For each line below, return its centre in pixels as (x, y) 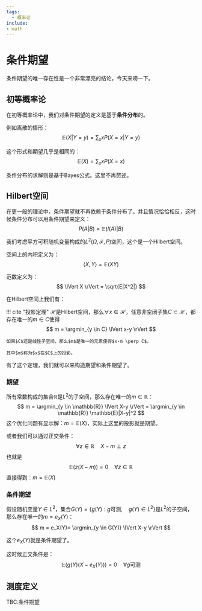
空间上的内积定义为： (32, 255)
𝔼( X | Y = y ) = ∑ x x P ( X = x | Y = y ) (101, 138)
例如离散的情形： (27, 128)
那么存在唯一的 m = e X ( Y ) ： (40, 517)
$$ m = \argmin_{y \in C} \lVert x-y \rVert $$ (101, 329)
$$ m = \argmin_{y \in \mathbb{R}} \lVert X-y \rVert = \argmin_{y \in (101, 407)
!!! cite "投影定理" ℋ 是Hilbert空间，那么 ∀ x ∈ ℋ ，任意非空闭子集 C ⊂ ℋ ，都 (101, 312)
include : (17, 23)
